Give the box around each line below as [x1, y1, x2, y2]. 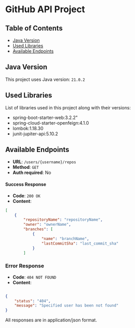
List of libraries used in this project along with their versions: [5, 104, 131, 110]
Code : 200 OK [12, 192, 40, 199]
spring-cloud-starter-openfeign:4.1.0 [12, 120, 89, 126]
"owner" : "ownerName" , [23, 222, 71, 227]
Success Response [5, 182, 47, 188]
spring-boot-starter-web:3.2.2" [12, 114, 78, 121]
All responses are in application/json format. [5, 317, 97, 323]
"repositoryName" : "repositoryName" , [23, 217, 103, 222]
